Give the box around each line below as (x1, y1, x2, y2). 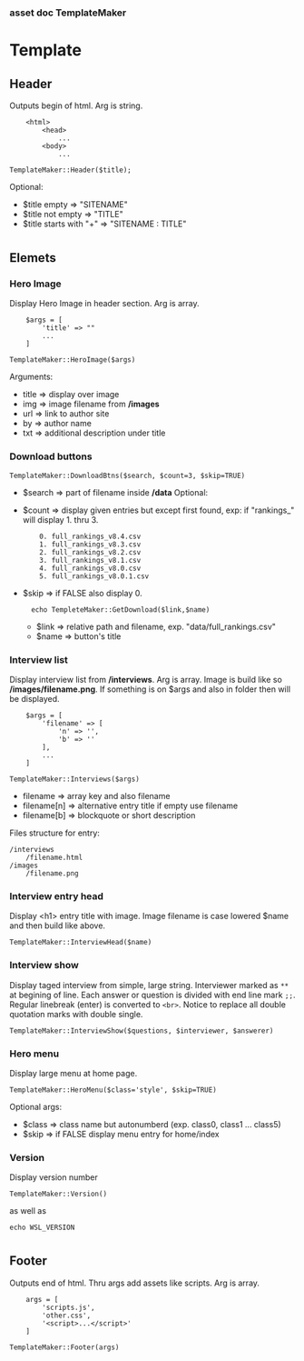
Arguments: (9, 371, 54, 383)
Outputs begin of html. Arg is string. (9, 100, 143, 111)
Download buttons (9, 450, 93, 463)
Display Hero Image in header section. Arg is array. (9, 298, 200, 309)
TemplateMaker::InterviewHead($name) (9, 938, 152, 947)
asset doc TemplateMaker (9, 6, 127, 19)
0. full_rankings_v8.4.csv (39, 532, 142, 541)
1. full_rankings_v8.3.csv (39, 539, 142, 549)
